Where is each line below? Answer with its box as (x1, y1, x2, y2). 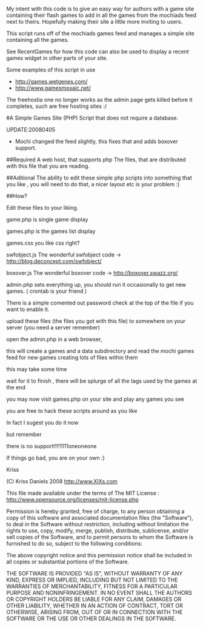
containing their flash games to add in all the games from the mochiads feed (6, 12, 197, 19)
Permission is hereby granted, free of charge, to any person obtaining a (6, 508, 185, 515)
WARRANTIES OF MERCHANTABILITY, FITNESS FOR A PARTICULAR (6, 583, 178, 590)
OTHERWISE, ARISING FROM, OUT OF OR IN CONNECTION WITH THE (6, 609, 183, 615)
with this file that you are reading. (6, 163, 90, 169)
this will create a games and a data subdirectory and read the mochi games (6, 347, 195, 354)
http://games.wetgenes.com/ (15, 78, 88, 85)
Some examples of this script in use (6, 66, 96, 73)
